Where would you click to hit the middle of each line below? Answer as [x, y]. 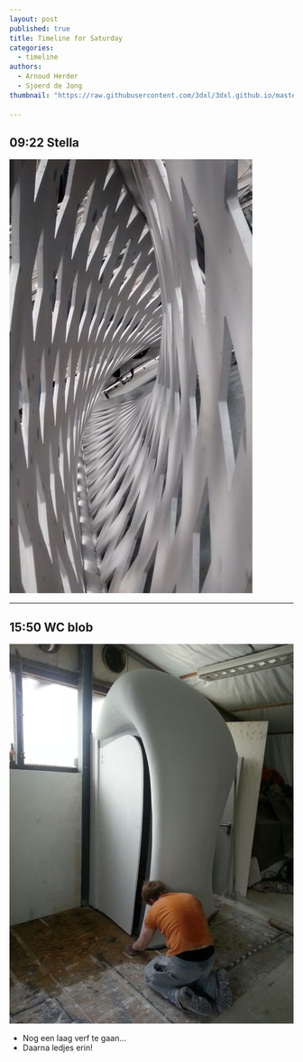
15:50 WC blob [51, 627]
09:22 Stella [44, 142]
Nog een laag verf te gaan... [74, 1039]
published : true [40, 28]
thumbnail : [30, 95]
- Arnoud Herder [48, 77]
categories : [32, 48]
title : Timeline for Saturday [66, 38]
